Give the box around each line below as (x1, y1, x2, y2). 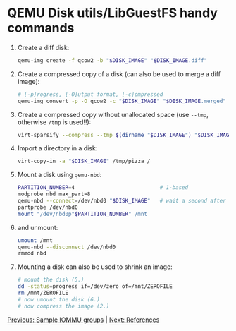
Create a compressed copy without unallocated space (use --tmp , (17, 110, 209, 119)
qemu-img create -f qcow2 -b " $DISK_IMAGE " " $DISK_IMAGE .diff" (17, 56, 208, 64)
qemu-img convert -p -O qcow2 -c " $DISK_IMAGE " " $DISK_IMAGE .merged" (17, 97, 227, 104)
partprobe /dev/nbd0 (17, 203, 78, 211)
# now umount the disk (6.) (17, 296, 100, 303)
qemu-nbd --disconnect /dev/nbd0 (17, 243, 116, 251)
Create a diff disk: (17, 43, 70, 52)
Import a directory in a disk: (17, 144, 98, 152)
